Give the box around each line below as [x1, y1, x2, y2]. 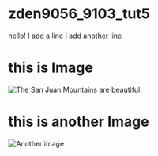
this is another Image [8, 112, 149, 131]
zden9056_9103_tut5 [8, 5, 150, 23]
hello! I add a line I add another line [8, 31, 122, 40]
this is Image [8, 59, 93, 77]
